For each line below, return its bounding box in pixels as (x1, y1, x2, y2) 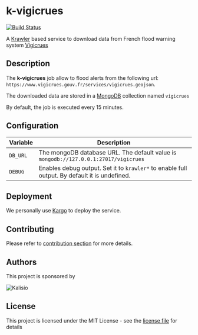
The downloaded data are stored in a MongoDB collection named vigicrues (6, 92, 190, 99)
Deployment (6, 191, 52, 201)
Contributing (6, 224, 54, 234)
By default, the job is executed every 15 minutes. (6, 104, 124, 111)
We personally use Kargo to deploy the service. (6, 207, 121, 214)
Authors (6, 257, 37, 267)
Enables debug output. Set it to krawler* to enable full (38, 164, 187, 172)
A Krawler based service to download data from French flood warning (6, 35, 176, 42)
